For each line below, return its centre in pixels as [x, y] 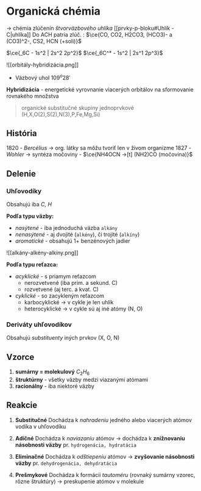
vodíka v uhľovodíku [41, 426]
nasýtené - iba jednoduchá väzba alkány [66, 228]
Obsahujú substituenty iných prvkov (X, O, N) [63, 338]
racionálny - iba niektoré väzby [55, 386]
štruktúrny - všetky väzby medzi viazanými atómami [81, 380]
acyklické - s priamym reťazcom [55, 276]
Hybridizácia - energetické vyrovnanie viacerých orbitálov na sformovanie [100, 89]
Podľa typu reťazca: [32, 265]
